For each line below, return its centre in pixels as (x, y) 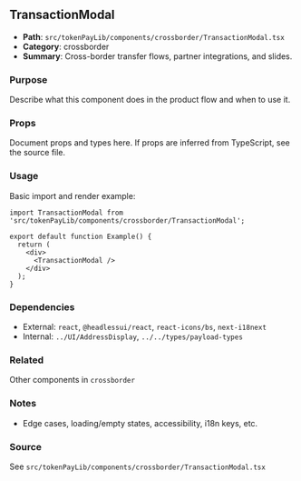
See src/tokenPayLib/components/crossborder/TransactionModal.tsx (137, 466)
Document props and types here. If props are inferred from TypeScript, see (150, 143)
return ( (34, 245)
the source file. (38, 153)
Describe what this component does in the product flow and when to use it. (150, 100)
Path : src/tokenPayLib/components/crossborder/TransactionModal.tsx (154, 36)
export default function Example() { (81, 236)
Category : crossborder (66, 46)
